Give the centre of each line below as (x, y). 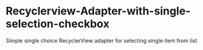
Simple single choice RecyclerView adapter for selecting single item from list (101, 40)
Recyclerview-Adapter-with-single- (98, 11)
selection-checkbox (58, 24)
